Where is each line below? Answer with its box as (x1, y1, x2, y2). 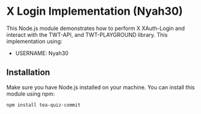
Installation (6, 67, 50, 78)
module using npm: (6, 90, 55, 97)
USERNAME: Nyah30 (15, 49, 69, 56)
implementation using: (6, 37, 63, 45)
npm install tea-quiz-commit (6, 102, 81, 108)
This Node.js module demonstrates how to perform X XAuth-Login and (6, 25, 185, 32)
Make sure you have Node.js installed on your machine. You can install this (6, 83, 195, 91)
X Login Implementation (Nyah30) (6, 4, 183, 18)
